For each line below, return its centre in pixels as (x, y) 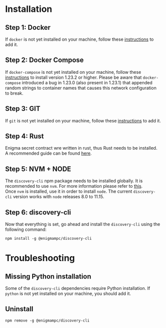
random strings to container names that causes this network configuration (81, 88)
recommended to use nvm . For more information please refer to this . (74, 186)
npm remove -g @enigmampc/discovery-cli (48, 321)
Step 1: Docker (28, 27)
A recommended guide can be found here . (49, 153)
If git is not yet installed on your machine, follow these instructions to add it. (83, 120)
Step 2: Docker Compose (45, 60)
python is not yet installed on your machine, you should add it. (68, 294)
